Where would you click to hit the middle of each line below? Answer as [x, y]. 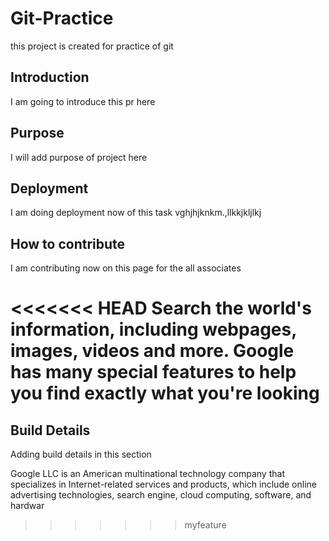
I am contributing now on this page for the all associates [126, 268]
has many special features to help [153, 372]
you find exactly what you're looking [165, 393]
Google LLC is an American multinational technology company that [147, 474]
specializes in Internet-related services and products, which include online [163, 484]
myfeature [205, 525]
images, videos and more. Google [152, 351]
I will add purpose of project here [79, 157]
